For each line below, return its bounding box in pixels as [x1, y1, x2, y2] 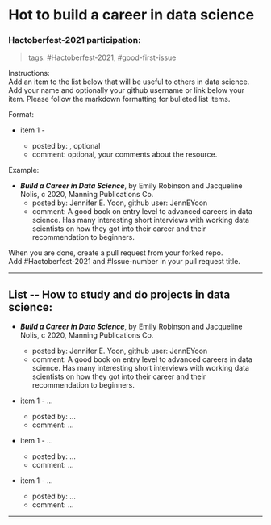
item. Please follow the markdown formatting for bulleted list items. [8, 94, 231, 104]
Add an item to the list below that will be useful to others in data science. [8, 77, 250, 86]
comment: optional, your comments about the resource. [31, 149, 218, 159]
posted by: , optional [31, 141, 101, 151]
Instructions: [8, 69, 50, 78]
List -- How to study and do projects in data [8, 288, 231, 301]
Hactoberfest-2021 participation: [8, 35, 141, 46]
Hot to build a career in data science [8, 6, 255, 24]
